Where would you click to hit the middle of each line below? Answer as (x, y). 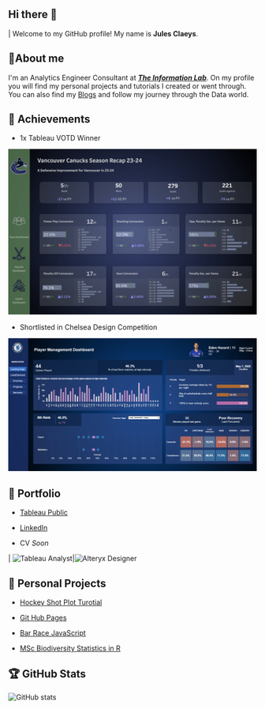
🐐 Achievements (49, 119)
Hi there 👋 (33, 15)
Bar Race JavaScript (53, 632)
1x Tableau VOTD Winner (60, 138)
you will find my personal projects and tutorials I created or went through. (127, 86)
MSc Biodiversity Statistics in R (70, 648)
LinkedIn (34, 528)
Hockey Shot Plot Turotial (61, 602)
